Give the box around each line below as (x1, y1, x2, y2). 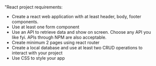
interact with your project (11, 50, 63, 56)
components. (11, 19, 39, 24)
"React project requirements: (4, 4, 63, 10)
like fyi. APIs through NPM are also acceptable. (11, 34, 107, 40)
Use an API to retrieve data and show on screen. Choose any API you (11, 29, 151, 35)
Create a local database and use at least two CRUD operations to (11, 45, 143, 50)
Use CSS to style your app (11, 55, 65, 61)
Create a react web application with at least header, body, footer (11, 14, 141, 19)
